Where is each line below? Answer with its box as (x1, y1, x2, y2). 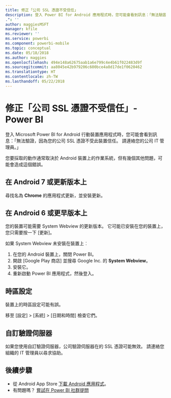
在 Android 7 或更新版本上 (5, 178, 87, 187)
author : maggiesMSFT (5, 21, 49, 27)
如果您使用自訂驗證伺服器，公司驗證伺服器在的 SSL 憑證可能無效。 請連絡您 (5, 343, 164, 349)
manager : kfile (5, 27, 38, 32)
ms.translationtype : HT (5, 70, 56, 75)
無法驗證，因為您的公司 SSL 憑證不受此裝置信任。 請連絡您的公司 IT (16, 138, 159, 144)
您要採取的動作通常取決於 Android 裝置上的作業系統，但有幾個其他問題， (5, 154, 158, 161)
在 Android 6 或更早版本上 (5, 208, 88, 217)
